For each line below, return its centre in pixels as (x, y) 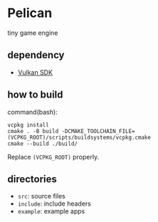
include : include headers (54, 203)
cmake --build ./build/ (43, 144)
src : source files (41, 196)
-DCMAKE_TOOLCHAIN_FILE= (98, 131)
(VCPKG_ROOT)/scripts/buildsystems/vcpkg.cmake (79, 137)
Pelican (30, 13)
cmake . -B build (33, 131)
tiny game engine (33, 33)
